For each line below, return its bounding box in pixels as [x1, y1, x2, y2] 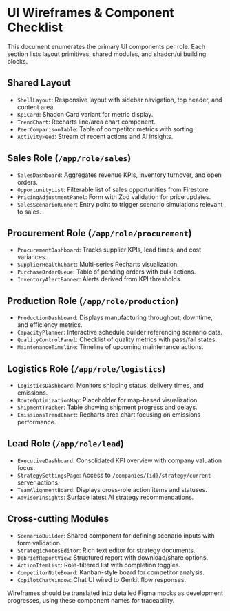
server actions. [17, 478, 60, 487]
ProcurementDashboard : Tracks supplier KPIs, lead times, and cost [17, 245, 202, 254]
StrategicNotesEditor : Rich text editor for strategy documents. [17, 546, 196, 554]
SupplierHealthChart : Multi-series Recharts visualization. [17, 261, 179, 269]
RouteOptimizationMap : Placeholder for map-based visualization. [17, 396, 200, 404]
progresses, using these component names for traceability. [7, 596, 175, 604]
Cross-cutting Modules [7, 513, 109, 525]
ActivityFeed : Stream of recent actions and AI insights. [17, 132, 174, 140]
